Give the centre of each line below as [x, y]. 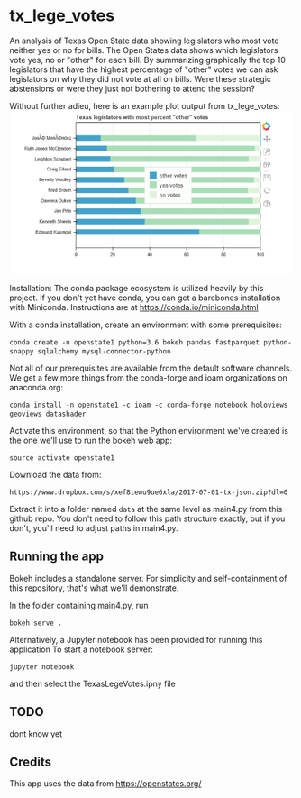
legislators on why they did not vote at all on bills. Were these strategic [141, 78]
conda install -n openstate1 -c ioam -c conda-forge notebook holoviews [149, 405]
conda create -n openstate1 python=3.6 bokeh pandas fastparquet [134, 343]
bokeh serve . [36, 623]
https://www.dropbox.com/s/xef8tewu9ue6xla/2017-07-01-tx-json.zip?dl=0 [149, 492]
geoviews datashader [48, 414]
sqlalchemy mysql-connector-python [104, 352]
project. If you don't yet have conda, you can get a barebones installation [145, 298]
